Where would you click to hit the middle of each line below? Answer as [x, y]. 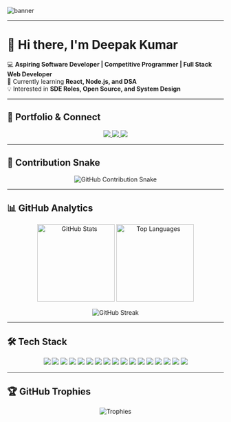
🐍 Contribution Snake [54, 163]
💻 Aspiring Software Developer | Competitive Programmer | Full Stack [110, 64]
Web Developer [30, 74]
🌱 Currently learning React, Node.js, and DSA [72, 81]
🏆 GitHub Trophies [49, 391]
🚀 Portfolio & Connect [54, 117]
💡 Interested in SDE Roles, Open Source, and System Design [94, 89]
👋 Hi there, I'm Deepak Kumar [93, 45]
